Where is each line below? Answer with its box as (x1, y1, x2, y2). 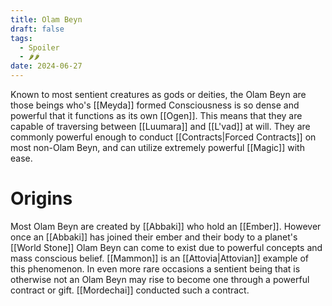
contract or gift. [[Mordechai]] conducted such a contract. (10, 284, 250, 296)
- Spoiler (19, 42, 60, 53)
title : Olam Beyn (10, 14, 83, 25)
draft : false (10, 24, 65, 34)
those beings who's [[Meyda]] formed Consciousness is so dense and (10, 99, 300, 111)
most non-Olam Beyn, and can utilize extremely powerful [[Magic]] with (10, 142, 305, 153)
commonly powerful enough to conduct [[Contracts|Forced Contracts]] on (10, 131, 317, 143)
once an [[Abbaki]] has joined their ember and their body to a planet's (10, 231, 298, 243)
